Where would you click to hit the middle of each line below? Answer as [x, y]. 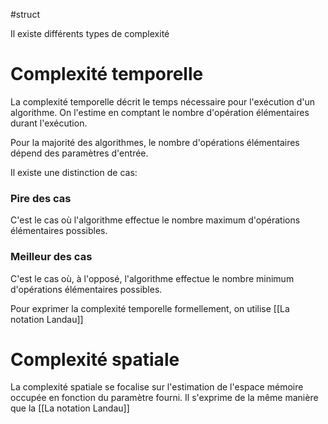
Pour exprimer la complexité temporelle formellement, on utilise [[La [150, 308]
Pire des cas [41, 198]
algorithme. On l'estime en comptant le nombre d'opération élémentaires [160, 112]
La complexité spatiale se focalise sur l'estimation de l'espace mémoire [157, 387]
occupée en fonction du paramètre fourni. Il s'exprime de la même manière [164, 398]
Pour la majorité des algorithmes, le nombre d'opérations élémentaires [155, 142]
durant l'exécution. [49, 123]
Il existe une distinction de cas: [74, 172]
